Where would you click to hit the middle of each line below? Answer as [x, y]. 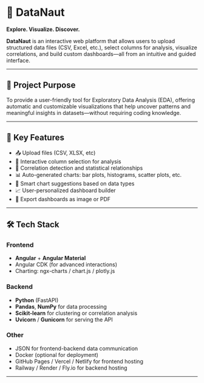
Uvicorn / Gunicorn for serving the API [64, 319]
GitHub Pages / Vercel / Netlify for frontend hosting [79, 361]
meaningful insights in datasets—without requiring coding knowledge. [94, 112]
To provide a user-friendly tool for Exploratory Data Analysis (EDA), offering [101, 100]
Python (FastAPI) [37, 300]
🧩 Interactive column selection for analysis [68, 161]
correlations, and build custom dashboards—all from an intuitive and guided [101, 53]
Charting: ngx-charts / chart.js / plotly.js [65, 271]
